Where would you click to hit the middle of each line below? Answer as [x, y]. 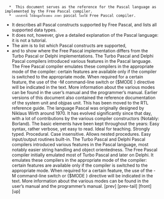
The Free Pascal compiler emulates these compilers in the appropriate [83, 66]
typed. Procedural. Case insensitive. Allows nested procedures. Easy [81, 134]
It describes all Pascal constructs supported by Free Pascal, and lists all [84, 25]
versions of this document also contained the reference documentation [83, 98]
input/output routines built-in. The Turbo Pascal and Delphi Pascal [78, 139]
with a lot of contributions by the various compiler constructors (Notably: [85, 118]
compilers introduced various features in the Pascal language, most [80, 144]
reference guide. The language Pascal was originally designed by [78, 108]
